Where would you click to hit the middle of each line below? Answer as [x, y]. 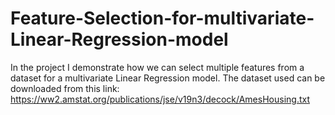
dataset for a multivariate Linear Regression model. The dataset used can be [168, 78]
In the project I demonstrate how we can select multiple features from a [157, 67]
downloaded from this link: [65, 88]
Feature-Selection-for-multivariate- [162, 18]
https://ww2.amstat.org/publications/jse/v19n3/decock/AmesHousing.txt [160, 99]
